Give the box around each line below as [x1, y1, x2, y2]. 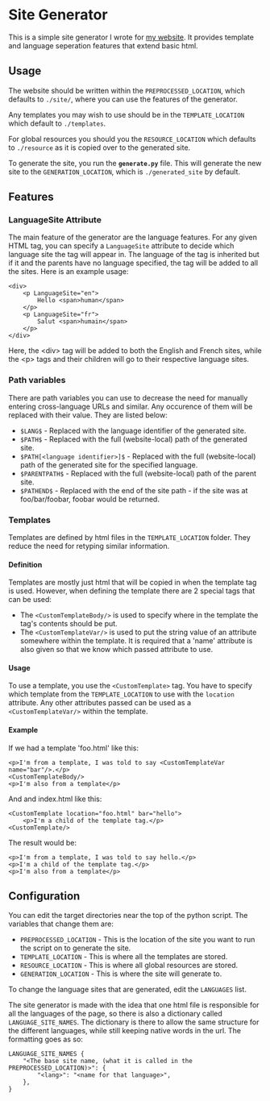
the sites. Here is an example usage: [8, 267, 129, 276]
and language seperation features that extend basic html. [8, 40, 199, 50]
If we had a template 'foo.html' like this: [8, 743, 139, 753]
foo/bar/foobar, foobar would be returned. [19, 494, 160, 504]
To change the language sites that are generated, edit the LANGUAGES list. [8, 985, 247, 995]
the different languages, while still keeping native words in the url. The [8, 1026, 242, 1036]
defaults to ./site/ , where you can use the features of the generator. [8, 94, 238, 104]
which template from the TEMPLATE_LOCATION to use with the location [8, 689, 235, 699]
